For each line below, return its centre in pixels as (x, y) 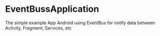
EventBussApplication (52, 9)
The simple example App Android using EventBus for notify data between (80, 23)
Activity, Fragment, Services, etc (39, 28)
